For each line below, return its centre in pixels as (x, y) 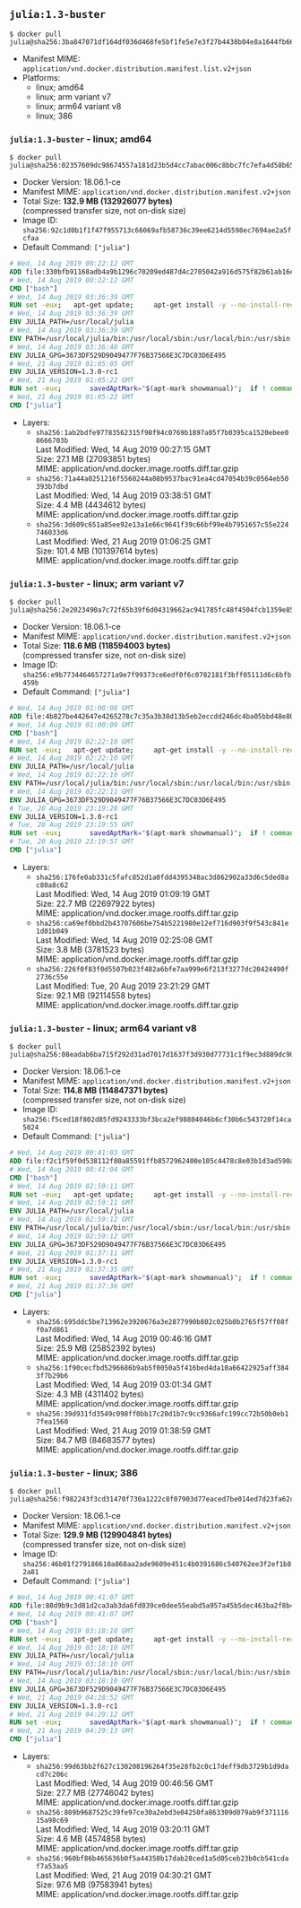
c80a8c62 (52, 885)
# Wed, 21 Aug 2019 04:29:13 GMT (72, 1731)
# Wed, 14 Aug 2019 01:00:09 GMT (72, 725)
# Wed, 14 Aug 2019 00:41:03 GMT (72, 1153)
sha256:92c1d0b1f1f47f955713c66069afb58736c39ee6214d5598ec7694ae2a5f (157, 231)
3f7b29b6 (52, 1376)
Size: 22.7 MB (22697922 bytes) (95, 903)
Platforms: (41, 77)
